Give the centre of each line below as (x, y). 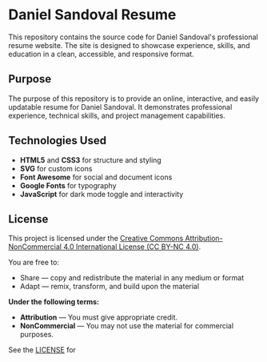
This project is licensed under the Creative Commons (96, 239)
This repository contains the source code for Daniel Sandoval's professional (133, 37)
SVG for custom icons (56, 168)
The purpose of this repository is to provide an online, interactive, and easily (134, 99)
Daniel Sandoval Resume (92, 15)
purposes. (37, 335)
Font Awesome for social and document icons (96, 177)
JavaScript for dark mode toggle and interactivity (102, 194)
